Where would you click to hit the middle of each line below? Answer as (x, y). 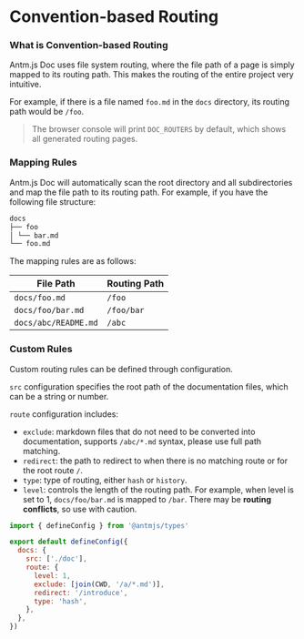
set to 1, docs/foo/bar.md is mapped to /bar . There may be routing (147, 499)
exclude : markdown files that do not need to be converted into (139, 431)
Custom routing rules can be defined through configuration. (122, 369)
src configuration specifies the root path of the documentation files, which (149, 386)
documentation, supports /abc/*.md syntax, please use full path (142, 441)
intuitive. (25, 85)
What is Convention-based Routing (89, 46)
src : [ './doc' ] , (57, 559)
